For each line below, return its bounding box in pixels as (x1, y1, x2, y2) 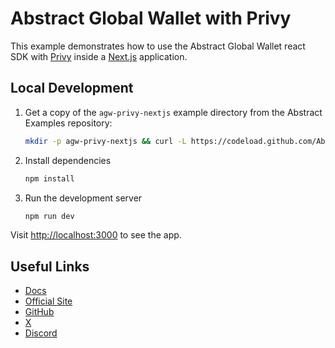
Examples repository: (24, 117, 113, 129)
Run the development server (24, 192, 143, 204)
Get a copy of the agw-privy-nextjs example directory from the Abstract (24, 106, 323, 118)
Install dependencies (24, 154, 112, 166)
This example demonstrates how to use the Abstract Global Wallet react (10, 40, 306, 52)
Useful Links (10, 258, 90, 275)
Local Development (10, 80, 134, 97)
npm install (24, 173, 75, 184)
